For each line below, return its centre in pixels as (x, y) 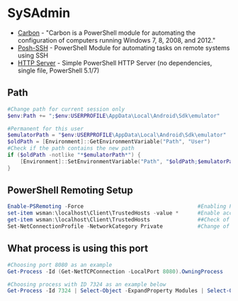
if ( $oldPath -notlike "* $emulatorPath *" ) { (74, 155)
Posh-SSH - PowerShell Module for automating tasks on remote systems (124, 48)
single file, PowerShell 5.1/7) (58, 70)
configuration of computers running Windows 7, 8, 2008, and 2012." (117, 40)
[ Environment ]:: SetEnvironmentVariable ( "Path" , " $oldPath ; (109, 161)
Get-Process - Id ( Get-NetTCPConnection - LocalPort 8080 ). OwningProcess (115, 271)
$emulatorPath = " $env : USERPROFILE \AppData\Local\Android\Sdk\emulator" (117, 135)
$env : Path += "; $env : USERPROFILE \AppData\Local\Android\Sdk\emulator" (114, 116)
